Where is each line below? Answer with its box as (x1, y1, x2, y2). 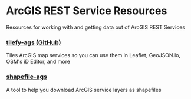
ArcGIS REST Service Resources (6, 4, 167, 18)
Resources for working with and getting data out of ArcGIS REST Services (6, 24, 186, 31)
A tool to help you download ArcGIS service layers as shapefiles (6, 86, 162, 93)
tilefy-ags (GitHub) (6, 38, 61, 47)
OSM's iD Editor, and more (6, 58, 71, 65)
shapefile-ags (6, 72, 47, 81)
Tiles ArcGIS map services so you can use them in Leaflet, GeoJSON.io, (6, 52, 181, 59)
